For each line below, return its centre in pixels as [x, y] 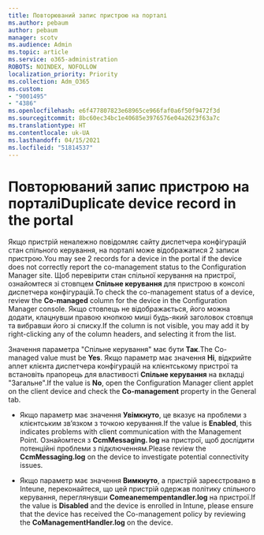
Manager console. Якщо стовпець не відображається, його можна [119, 309]
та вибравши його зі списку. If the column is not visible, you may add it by [129, 326]
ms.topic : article [38, 52]
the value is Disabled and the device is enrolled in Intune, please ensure [136, 506]
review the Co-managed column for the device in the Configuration [117, 301]
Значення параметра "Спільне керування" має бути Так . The [110, 350]
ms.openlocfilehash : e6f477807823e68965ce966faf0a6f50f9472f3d [114, 111]
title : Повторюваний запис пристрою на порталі [88, 15]
